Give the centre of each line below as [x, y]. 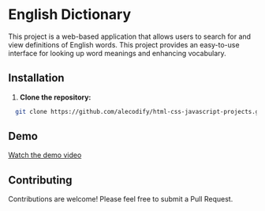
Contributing [40, 180]
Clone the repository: [55, 97]
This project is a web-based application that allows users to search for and [129, 36]
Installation [36, 78]
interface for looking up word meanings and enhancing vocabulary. [117, 53]
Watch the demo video [45, 155]
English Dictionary [70, 15]
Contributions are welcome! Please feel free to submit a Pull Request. [121, 199]
